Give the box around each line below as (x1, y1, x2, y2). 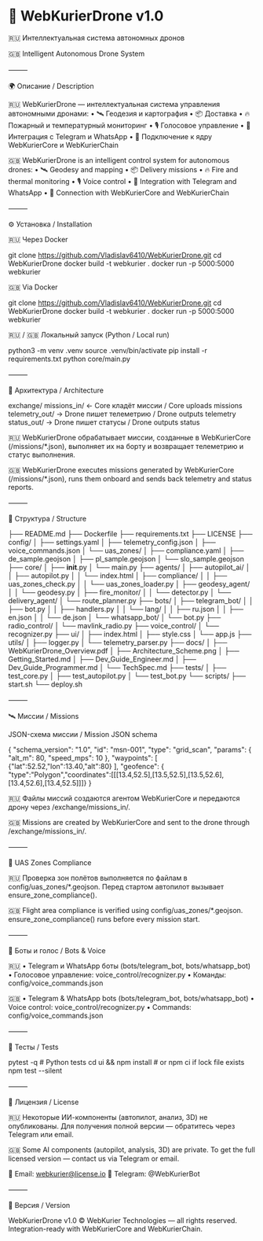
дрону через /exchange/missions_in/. (8, 802, 131, 812)
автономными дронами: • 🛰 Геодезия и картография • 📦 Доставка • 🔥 (8, 109, 250, 118)
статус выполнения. (8, 450, 76, 459)
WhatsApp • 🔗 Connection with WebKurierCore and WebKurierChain (8, 188, 229, 197)
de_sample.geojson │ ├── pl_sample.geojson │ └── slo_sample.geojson (8, 554, 245, 563)
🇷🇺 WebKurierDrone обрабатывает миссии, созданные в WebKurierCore (8, 433, 251, 442)
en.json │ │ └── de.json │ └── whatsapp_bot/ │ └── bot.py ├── (8, 613, 221, 622)
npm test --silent (8, 1066, 63, 1075)
